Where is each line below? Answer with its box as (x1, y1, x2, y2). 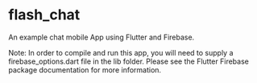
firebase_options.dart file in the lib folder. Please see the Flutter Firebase (8, 56, 250, 66)
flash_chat (8, 6, 81, 24)
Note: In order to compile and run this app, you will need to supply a (8, 48, 234, 57)
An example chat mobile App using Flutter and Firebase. (8, 32, 195, 42)
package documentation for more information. (8, 64, 162, 74)
